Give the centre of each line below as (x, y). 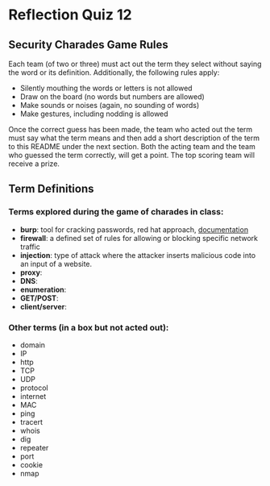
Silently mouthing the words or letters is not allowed (106, 88)
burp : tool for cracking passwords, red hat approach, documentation (134, 229)
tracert (31, 422)
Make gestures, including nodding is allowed (94, 114)
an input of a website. (56, 264)
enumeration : (43, 289)
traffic (30, 247)
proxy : (31, 272)
